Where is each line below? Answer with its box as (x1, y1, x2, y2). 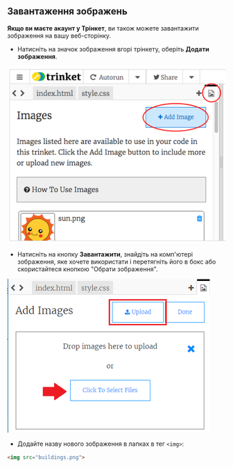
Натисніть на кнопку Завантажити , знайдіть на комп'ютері (17, 250, 193, 258)
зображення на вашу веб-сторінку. (7, 31, 112, 40)
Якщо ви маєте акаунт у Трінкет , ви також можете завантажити (7, 24, 199, 32)
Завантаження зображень (7, 6, 128, 17)
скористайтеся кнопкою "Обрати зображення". (17, 264, 158, 273)
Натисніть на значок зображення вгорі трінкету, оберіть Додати (17, 45, 209, 53)
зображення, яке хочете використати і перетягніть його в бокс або (17, 257, 216, 266)
